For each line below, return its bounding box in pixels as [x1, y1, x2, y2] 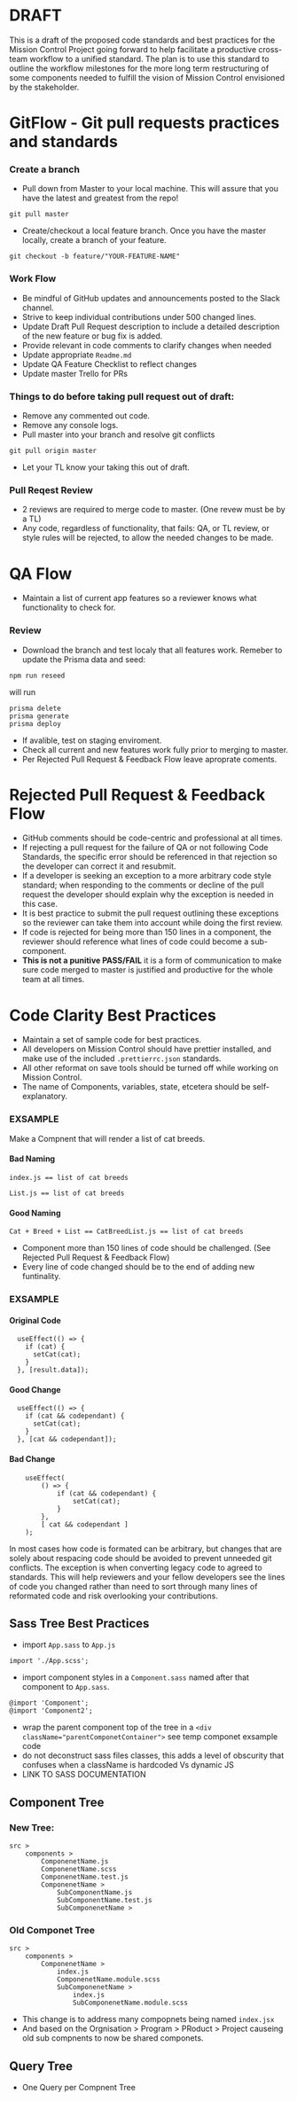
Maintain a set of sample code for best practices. [21, 1035, 202, 1045]
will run [9, 686, 36, 697]
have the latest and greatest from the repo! [21, 192, 179, 204]
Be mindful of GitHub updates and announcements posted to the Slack [21, 293, 281, 303]
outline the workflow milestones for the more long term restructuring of [9, 63, 270, 74]
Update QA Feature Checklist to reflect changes [21, 358, 198, 369]
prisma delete [9, 704, 62, 713]
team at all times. [21, 974, 85, 985]
